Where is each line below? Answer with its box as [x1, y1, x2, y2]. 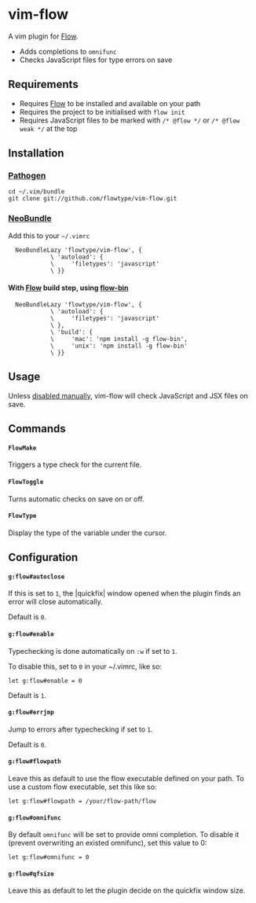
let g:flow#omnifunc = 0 [8, 853, 90, 861]
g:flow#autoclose [8, 572, 65, 581]
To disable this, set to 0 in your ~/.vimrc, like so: [8, 662, 163, 671]
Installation [8, 147, 64, 160]
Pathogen [8, 171, 46, 182]
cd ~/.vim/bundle [8, 188, 65, 196]
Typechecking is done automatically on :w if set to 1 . [8, 646, 178, 655]
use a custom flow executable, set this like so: [8, 782, 157, 791]
